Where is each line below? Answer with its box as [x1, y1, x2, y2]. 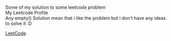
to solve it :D [5, 20, 32, 26]
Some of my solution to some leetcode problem [5, 5, 106, 10]
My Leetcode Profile [5, 10, 48, 16]
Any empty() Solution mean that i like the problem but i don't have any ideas [5, 15, 166, 21]
